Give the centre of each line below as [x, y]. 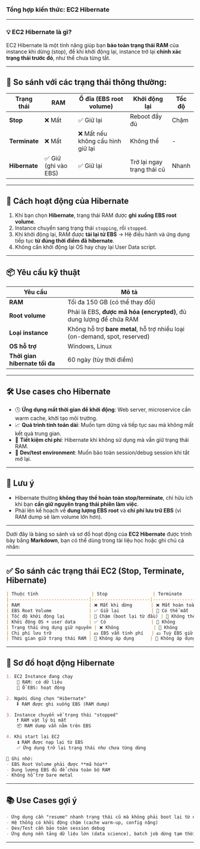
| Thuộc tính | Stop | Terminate [94, 594]
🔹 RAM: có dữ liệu [40, 682]
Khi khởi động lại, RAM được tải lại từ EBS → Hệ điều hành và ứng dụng [102, 234]
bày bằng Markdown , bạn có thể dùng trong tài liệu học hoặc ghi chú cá [95, 540]
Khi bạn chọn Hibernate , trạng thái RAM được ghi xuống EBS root [96, 215]
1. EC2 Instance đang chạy [40, 677]
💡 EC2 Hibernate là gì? [39, 32]
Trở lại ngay [146, 162]
